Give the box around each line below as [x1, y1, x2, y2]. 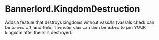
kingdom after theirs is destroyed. [5, 29, 73, 35]
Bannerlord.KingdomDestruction [5, 3, 140, 14]
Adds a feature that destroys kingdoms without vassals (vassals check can [5, 19, 155, 25]
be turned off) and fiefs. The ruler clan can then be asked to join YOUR [5, 24, 146, 30]
